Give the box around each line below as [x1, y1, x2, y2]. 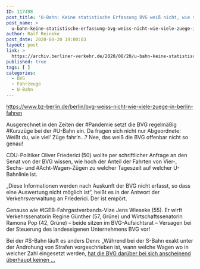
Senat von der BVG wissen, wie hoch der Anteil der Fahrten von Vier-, [6, 158, 177, 165]
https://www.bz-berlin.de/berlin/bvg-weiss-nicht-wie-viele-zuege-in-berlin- [6, 103, 193, 110]
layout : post [6, 42, 39, 48]
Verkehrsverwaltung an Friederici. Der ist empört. [6, 195, 127, 202]
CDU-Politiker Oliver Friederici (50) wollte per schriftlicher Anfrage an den [6, 151, 187, 158]
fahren [6, 109, 23, 117]
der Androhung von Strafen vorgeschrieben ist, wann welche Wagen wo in [6, 243, 189, 250]
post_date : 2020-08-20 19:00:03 [6, 36, 86, 42]
